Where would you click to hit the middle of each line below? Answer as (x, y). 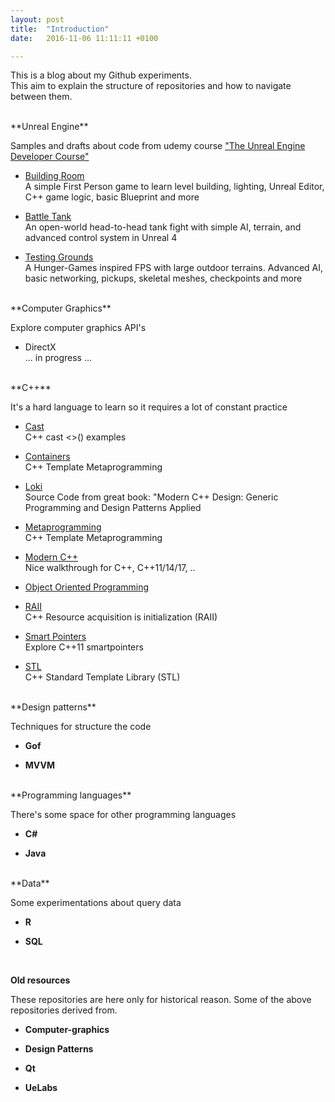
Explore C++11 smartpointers (84, 647)
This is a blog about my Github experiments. (101, 75)
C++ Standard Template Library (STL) (102, 677)
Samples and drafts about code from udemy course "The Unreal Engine (158, 146)
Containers (47, 457)
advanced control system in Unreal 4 (101, 238)
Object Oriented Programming (87, 587)
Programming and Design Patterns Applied (113, 508)
